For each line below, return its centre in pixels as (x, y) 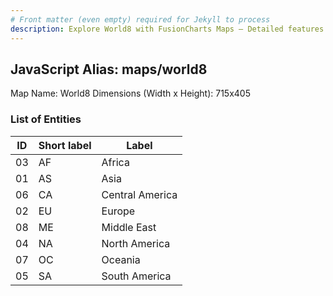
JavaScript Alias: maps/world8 (109, 69)
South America (136, 276)
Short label (65, 145)
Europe (118, 211)
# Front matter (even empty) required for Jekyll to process (140, 19)
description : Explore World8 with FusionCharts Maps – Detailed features (167, 29)
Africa (115, 162)
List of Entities (46, 119)
